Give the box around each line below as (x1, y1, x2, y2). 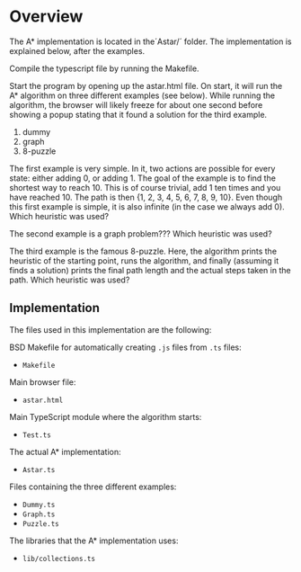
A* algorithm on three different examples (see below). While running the (9, 90, 276, 101)
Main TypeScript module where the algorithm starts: (9, 411, 202, 422)
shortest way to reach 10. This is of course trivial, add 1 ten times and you (9, 182, 281, 192)
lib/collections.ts (22, 554, 96, 563)
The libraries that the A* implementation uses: (9, 535, 179, 546)
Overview (9, 6, 84, 27)
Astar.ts (22, 465, 56, 474)
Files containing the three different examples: (9, 481, 177, 492)
